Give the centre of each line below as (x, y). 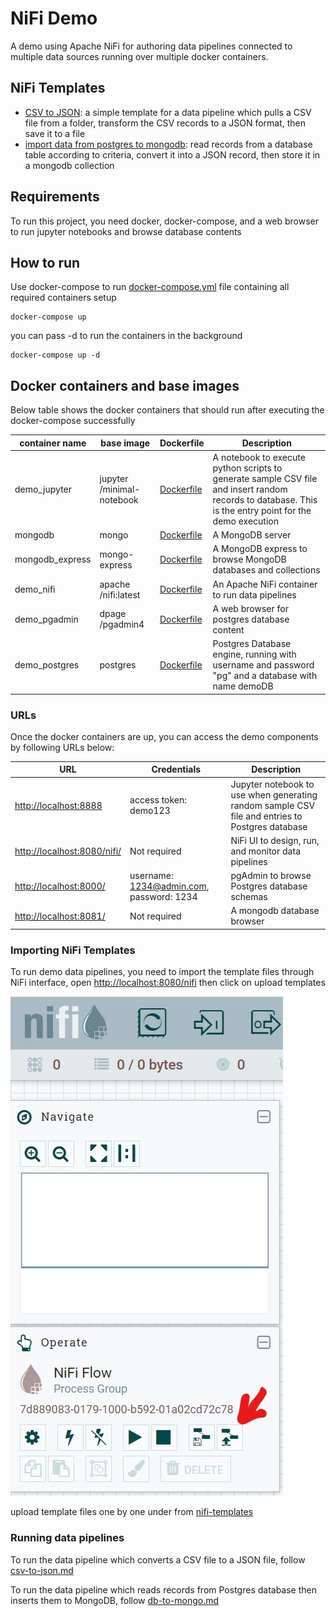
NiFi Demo (54, 18)
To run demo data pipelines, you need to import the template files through (162, 972)
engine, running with (254, 654)
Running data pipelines (67, 1538)
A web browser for (250, 608)
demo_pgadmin (46, 619)
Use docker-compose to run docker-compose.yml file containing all (150, 287)
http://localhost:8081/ (60, 916)
